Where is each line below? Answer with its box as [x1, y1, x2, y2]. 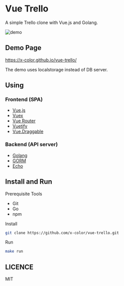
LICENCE [5, 263, 34, 271]
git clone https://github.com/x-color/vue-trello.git [5, 230, 120, 235]
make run [5, 249, 23, 254]
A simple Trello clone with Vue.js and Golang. [5, 19, 98, 25]
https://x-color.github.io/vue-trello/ [5, 57, 77, 63]
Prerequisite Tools [5, 191, 42, 197]
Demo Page [5, 43, 42, 52]
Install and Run [5, 178, 52, 186]
